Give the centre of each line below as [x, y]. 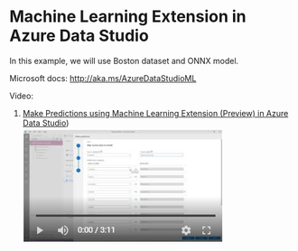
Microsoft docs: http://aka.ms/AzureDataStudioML [103, 78]
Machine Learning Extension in [128, 17]
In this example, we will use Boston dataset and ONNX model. [124, 60]
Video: [22, 96]
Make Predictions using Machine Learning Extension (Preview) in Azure [155, 113]
